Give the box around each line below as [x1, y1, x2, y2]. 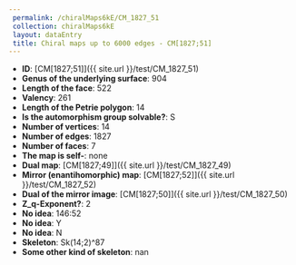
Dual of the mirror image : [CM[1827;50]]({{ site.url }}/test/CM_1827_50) [21, 189, 288, 200]
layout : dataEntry [12, 30, 83, 39]
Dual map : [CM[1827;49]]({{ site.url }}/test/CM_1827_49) [21, 160, 232, 171]
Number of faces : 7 [21, 141, 96, 152]
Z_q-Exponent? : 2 [21, 199, 92, 210]
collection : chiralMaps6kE [12, 22, 115, 31]
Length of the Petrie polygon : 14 [21, 102, 145, 113]
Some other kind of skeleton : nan [21, 247, 149, 258]
